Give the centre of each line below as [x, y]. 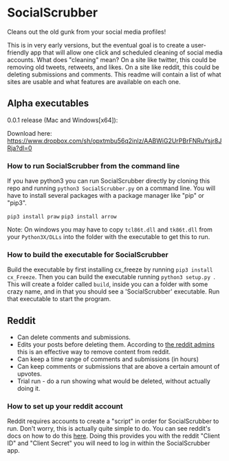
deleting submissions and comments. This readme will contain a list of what [114, 74]
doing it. [29, 389]
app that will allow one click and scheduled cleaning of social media [127, 52]
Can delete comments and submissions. [74, 337]
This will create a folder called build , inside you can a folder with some [108, 285]
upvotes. [30, 374]
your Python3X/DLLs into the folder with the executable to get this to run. [109, 237]
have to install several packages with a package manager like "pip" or [106, 196]
